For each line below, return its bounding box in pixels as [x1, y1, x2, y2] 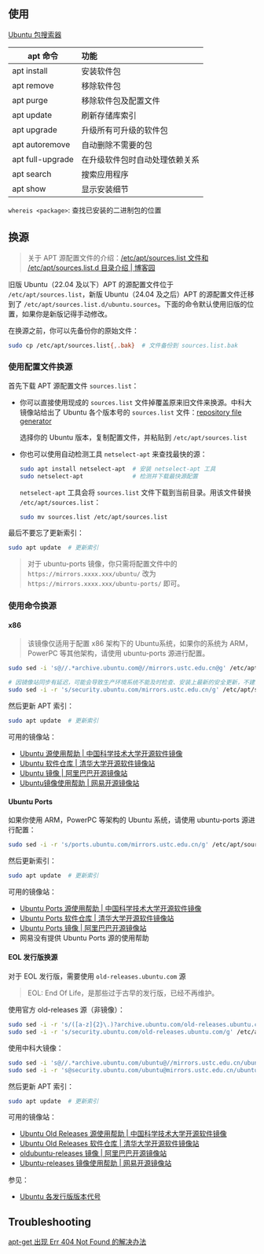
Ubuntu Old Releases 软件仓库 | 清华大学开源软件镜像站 [19, 1139, 200, 1149]
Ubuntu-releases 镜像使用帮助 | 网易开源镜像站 [19, 1159, 172, 1168]
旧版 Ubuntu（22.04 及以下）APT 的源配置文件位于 [8, 279, 174, 289]
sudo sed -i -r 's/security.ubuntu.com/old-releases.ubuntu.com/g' [8, 1027, 234, 1036]
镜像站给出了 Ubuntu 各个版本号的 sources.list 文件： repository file [19, 408, 242, 417]
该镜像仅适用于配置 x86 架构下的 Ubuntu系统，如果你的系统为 [27, 639, 228, 648]
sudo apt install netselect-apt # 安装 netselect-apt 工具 [19, 465, 216, 473]
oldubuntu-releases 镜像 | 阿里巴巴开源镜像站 [19, 1149, 167, 1158]
